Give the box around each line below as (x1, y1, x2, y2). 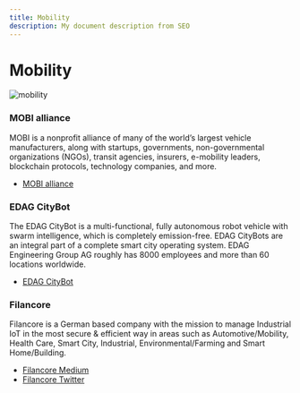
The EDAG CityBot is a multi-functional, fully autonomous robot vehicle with (9, 221, 288, 232)
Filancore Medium (21, 364, 90, 376)
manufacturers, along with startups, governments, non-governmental (9, 141, 265, 152)
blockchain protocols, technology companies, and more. (9, 160, 218, 171)
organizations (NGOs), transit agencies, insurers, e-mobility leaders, (9, 151, 261, 162)
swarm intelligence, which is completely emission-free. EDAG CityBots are (9, 230, 284, 242)
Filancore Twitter (21, 374, 85, 385)
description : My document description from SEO (9, 21, 191, 30)
